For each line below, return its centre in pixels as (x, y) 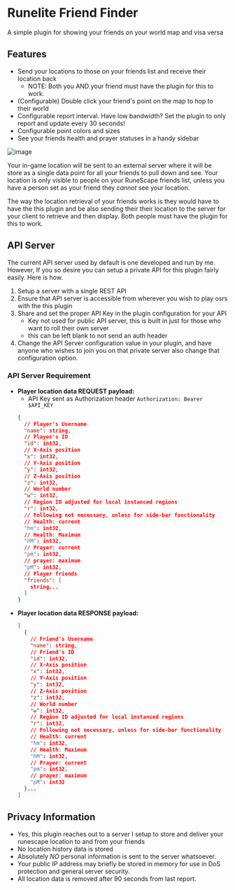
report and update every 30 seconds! (71, 123)
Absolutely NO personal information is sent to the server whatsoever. (117, 856)
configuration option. (48, 358)
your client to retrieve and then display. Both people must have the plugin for (117, 216)
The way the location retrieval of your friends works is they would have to (113, 201)
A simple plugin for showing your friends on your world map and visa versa (115, 32)
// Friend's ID (52, 652)
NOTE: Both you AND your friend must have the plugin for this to (121, 86)
